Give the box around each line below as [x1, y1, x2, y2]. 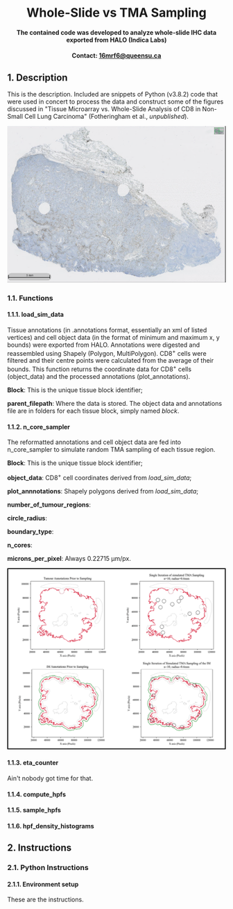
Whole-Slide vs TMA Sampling [26, 5, 207, 21]
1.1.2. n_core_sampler [7, 423, 71, 431]
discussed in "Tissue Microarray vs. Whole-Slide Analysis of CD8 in [7, 105, 201, 113]
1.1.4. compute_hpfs [7, 790, 67, 799]
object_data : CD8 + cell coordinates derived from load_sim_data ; [7, 473, 192, 482]
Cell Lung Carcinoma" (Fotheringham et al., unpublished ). [24, 113, 189, 121]
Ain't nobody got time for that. [7, 773, 94, 783]
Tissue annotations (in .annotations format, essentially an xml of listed [7, 325, 207, 334]
